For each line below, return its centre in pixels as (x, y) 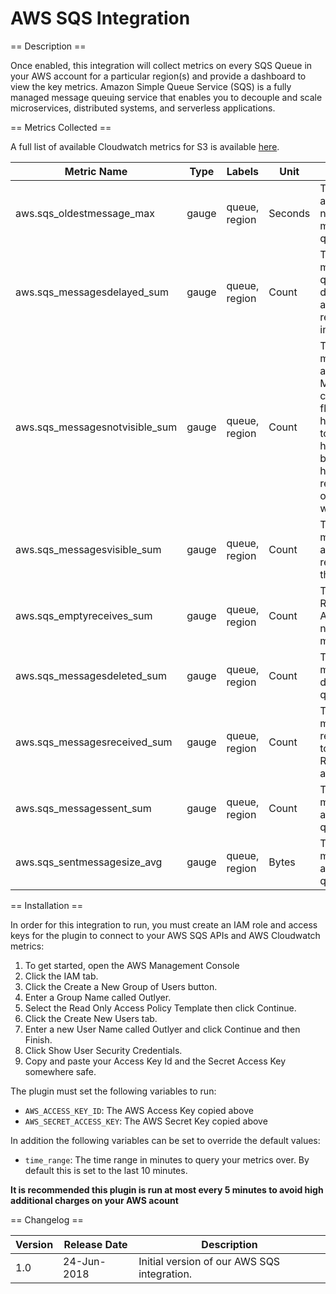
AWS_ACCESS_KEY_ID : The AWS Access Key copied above (139, 1110)
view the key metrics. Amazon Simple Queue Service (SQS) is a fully (151, 86)
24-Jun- (85, 1261)
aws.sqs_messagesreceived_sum (94, 742)
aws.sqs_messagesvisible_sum (88, 549)
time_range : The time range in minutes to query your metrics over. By (167, 1159)
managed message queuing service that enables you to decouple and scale (166, 97)
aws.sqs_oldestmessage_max (85, 213)
